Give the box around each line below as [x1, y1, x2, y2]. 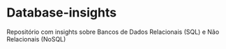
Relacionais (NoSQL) [6, 35, 66, 43]
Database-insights [6, 5, 116, 21]
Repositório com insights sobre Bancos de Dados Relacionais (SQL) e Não [6, 28, 220, 36]
